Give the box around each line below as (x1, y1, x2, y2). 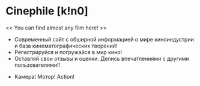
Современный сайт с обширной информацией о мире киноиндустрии (14, 35, 195, 43)
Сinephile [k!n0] (5, 4, 88, 18)
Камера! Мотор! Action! (14, 73, 75, 80)
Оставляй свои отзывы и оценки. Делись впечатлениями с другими (14, 55, 190, 62)
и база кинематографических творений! (14, 42, 118, 49)
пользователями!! (14, 61, 61, 69)
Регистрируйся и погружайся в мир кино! (14, 48, 123, 55)
